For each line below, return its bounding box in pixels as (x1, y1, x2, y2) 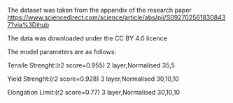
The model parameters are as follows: (7, 48, 117, 56)
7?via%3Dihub (7, 21, 50, 29)
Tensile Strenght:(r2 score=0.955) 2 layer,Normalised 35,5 (7, 61, 175, 69)
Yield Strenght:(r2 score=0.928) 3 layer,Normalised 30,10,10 (7, 74, 180, 83)
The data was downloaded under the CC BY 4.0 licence (7, 34, 168, 42)
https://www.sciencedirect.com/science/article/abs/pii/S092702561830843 (7, 13, 226, 22)
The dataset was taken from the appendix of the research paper (7, 6, 192, 14)
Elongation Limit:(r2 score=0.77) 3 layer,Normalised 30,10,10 (7, 88, 181, 96)
